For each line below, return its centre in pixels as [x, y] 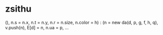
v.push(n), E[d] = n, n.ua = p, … [37, 27]
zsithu [18, 9]
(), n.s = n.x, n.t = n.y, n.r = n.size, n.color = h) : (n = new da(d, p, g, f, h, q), [82, 22]
